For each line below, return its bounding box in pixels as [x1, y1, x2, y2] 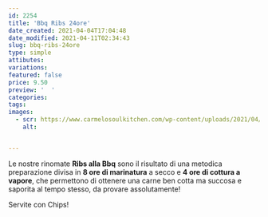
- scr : [15, 116, 37, 124]
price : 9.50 [8, 78, 48, 86]
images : [8, 108, 34, 116]
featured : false [8, 71, 62, 79]
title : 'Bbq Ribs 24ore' [8, 19, 91, 27]
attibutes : [8, 57, 45, 65]
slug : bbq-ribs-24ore [8, 41, 81, 49]
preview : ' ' [8, 85, 56, 94]
